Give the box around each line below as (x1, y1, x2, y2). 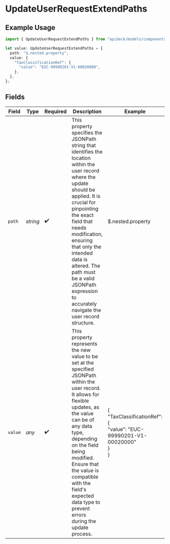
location (71, 154, 91, 161)
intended (71, 249, 93, 257)
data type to (71, 498, 100, 505)
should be (71, 186, 95, 193)
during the (71, 518, 96, 525)
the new (71, 346, 91, 353)
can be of (71, 416, 95, 423)
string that (71, 141, 96, 149)
